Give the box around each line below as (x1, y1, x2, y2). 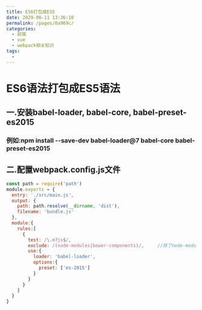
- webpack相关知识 (11, 43, 54, 49)
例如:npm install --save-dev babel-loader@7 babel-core (6, 136, 174, 145)
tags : (6, 48, 20, 54)
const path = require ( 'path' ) (6, 180, 83, 187)
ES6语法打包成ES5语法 (6, 81, 121, 95)
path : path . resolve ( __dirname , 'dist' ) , (17, 203, 120, 209)
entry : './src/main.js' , (11, 192, 74, 198)
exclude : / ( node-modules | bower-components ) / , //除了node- (28, 242, 186, 248)
